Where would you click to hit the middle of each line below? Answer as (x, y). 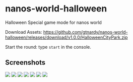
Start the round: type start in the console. (48, 47)
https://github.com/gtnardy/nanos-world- (85, 32)
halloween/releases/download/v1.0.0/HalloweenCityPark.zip (66, 37)
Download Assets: (24, 32)
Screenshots (25, 63)
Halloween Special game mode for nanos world (53, 22)
